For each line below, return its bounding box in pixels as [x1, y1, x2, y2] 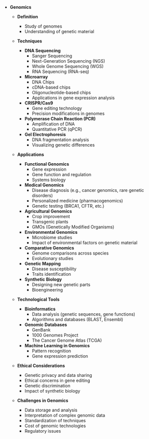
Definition [17, 14, 38, 19]
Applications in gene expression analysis [32, 95, 115, 101]
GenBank [32, 327, 51, 332]
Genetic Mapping [24, 261, 61, 266]
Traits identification [32, 271, 72, 277]
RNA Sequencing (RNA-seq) [32, 69, 90, 74]
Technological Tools [17, 296, 60, 302]
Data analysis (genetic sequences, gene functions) [32, 311, 136, 317]
